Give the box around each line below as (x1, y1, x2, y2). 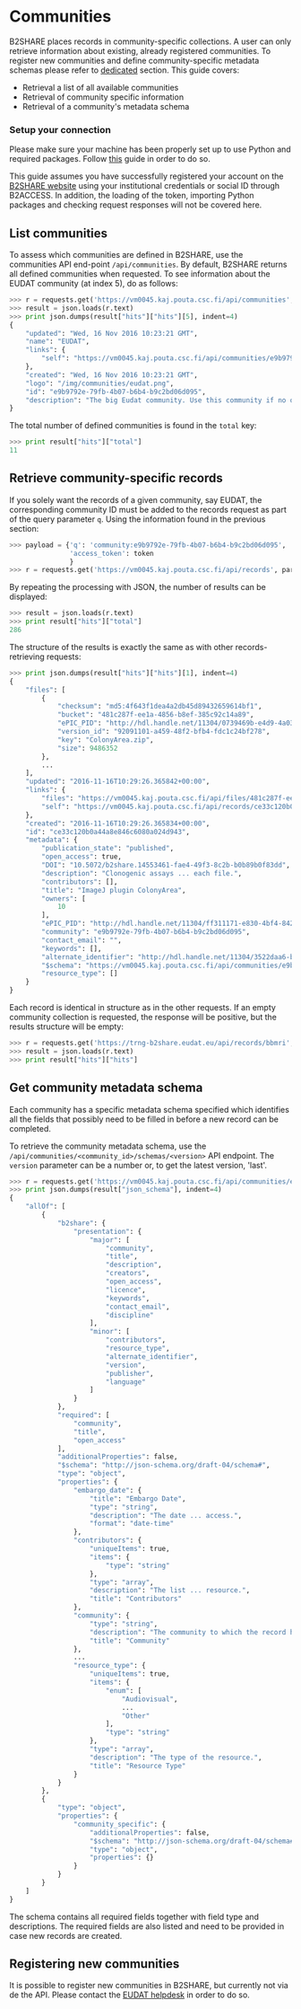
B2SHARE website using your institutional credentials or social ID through (9, 181, 280, 191)
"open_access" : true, (41, 852, 123, 861)
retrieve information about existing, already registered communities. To (9, 45, 271, 56)
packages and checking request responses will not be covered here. (9, 199, 262, 210)
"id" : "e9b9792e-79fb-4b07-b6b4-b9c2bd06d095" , (25, 387, 206, 396)
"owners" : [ (41, 894, 87, 903)
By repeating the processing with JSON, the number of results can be (9, 582, 266, 593)
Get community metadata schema (9, 1080, 203, 1096)
